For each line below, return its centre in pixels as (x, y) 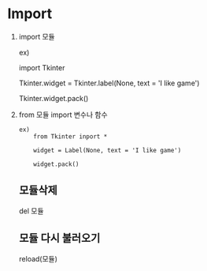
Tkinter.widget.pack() (54, 98)
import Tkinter (42, 67)
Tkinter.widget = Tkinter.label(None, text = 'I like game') (109, 83)
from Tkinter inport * (70, 136)
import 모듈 (37, 36)
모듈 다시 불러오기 (59, 238)
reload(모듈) (38, 258)
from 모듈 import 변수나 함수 (63, 115)
